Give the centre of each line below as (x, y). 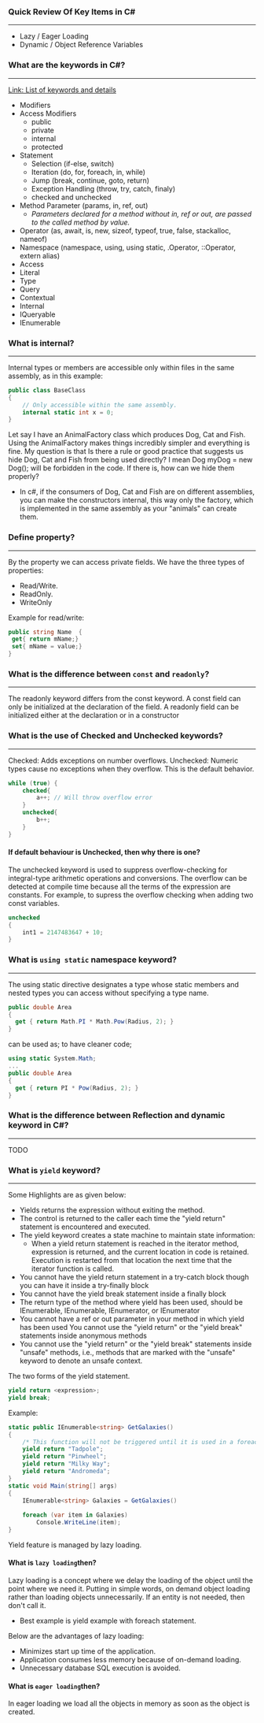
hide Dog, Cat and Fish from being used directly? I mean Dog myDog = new (130, 460)
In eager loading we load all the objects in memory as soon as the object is (129, 1703)
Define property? (42, 537)
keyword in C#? (38, 1125)
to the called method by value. (81, 222)
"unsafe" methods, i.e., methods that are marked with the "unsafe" (127, 1352)
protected (47, 147)
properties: (26, 570)
